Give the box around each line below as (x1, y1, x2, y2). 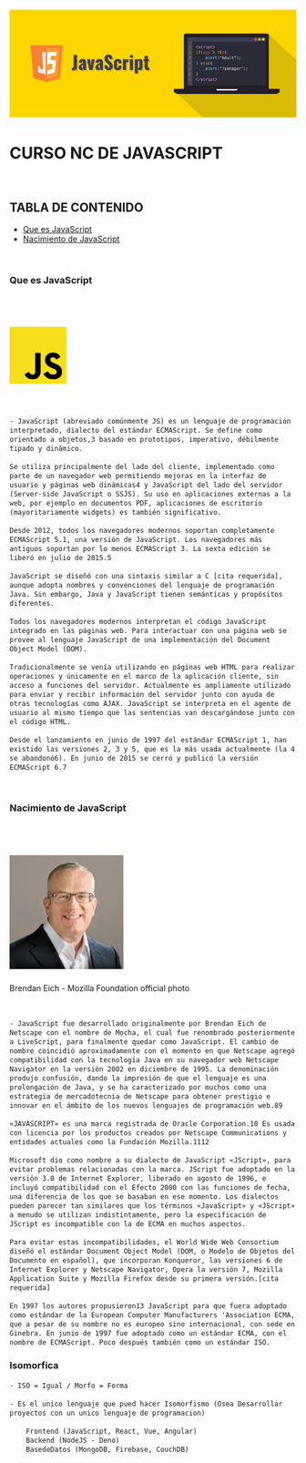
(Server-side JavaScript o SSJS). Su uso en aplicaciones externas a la (9, 490, 291, 499)
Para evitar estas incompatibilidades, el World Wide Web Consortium (9, 1238, 280, 1247)
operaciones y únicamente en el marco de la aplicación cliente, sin (9, 672, 280, 681)
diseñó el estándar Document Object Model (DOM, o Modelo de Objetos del (9, 1247, 296, 1256)
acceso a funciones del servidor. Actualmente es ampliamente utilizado (9, 681, 291, 691)
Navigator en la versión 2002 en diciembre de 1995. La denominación (9, 1065, 280, 1074)
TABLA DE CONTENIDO (9, 199, 144, 215)
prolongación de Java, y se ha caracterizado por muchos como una (9, 1083, 267, 1092)
